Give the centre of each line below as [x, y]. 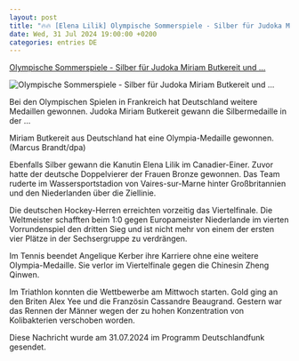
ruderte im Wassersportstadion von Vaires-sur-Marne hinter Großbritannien [148, 184]
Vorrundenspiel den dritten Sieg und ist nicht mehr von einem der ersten [142, 229]
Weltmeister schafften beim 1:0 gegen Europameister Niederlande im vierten [149, 220]
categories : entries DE [53, 42]
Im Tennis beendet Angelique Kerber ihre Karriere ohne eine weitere [134, 256]
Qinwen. [24, 275]
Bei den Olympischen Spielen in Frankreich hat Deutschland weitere [133, 102]
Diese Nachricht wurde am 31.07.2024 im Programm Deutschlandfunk [137, 338]
